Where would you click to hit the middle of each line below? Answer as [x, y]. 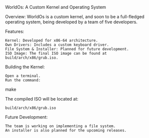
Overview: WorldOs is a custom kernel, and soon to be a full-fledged [75, 17]
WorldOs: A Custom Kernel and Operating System [56, 7]
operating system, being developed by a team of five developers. [71, 22]
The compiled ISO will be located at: [42, 99]
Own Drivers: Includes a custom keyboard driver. [57, 45]
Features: [15, 31]
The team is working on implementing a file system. [60, 126]
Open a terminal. [23, 76]
